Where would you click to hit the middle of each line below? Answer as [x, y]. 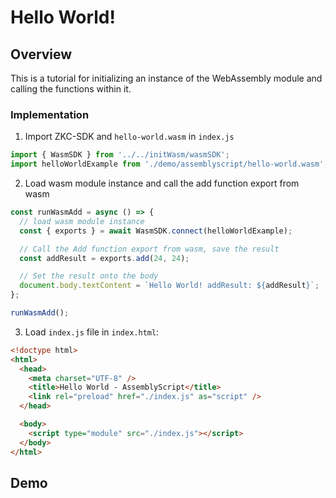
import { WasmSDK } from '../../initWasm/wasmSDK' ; [120, 155]
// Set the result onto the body [89, 276]
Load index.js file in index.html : [92, 332]
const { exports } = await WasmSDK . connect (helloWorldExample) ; [156, 231]
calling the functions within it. [71, 89]
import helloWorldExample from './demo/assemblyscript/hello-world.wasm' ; [169, 164]
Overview [41, 54]
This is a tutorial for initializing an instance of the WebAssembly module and [166, 78]
